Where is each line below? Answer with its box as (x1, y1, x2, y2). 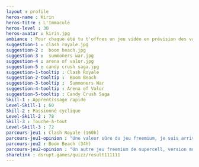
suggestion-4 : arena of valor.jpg (6, 58, 94, 64)
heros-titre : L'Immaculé (6, 20, 70, 25)
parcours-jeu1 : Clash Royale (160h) (6, 130, 99, 136)
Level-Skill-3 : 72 (6, 124, 54, 130)
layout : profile (6, 8, 49, 15)
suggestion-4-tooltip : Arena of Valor (6, 86, 105, 92)
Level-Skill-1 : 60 (6, 102, 54, 108)
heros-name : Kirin (6, 14, 54, 20)
